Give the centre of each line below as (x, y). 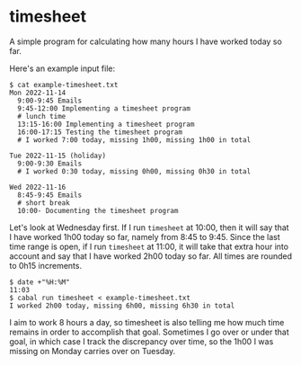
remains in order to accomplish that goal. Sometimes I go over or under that (149, 332)
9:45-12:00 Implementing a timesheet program (104, 108)
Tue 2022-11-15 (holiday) (58, 156)
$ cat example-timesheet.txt (64, 85)
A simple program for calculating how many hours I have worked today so (146, 41)
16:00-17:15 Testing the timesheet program (100, 132)
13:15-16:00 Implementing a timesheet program (106, 124)
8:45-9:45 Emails (50, 195)
